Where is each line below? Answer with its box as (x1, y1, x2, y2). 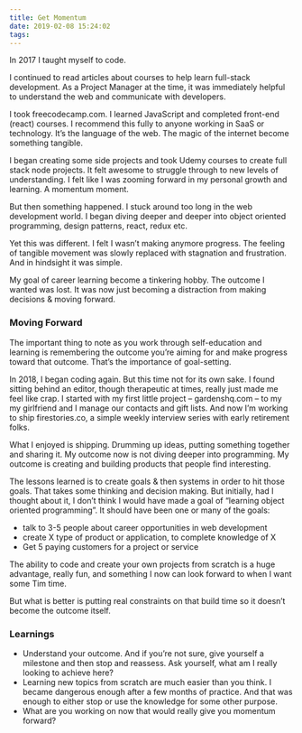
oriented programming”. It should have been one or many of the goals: (9, 505, 270, 515)
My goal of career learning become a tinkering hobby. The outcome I (9, 274, 265, 285)
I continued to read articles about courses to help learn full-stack (9, 72, 251, 83)
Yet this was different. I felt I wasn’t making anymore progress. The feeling (9, 238, 286, 249)
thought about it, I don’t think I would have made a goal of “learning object (9, 495, 285, 506)
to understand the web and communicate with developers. (9, 91, 226, 102)
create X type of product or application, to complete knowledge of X (22, 532, 277, 543)
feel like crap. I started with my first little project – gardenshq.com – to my (9, 393, 282, 404)
